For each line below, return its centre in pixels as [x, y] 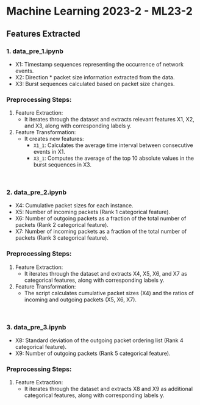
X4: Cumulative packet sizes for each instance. [74, 206]
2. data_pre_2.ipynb [37, 192]
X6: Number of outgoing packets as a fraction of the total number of [101, 218]
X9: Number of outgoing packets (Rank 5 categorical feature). [93, 353]
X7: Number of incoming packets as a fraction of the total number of [101, 231]
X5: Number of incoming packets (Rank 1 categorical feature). [93, 212]
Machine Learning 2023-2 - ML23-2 [100, 11]
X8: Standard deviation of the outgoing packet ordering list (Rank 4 [99, 340]
